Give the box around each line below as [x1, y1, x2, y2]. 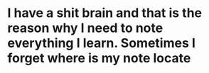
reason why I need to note [7, 20, 164, 36]
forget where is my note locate [7, 50, 191, 67]
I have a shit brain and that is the [7, 5, 203, 21]
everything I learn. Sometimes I [7, 35, 195, 51]
